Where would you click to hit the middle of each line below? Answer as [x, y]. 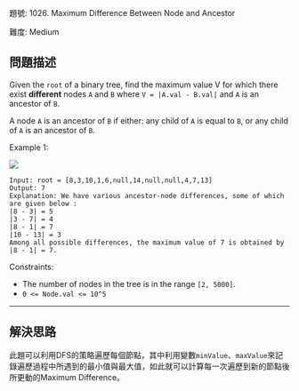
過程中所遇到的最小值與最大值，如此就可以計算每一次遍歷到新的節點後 [161, 366]
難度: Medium [34, 32]
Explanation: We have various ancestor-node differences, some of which [147, 195]
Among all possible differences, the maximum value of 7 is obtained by [147, 243]
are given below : [43, 203]
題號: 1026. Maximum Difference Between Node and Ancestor [122, 13]
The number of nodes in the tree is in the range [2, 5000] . [129, 283]
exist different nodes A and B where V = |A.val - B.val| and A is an [134, 94]
